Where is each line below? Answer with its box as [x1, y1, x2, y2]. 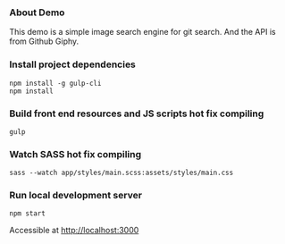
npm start [9, 209, 46, 218]
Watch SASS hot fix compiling [9, 147, 142, 160]
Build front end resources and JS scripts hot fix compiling [9, 107, 264, 120]
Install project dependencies [9, 58, 137, 71]
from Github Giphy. [9, 36, 80, 46]
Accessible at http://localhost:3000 [9, 225, 139, 236]
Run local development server [9, 189, 143, 202]
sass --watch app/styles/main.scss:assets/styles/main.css [9, 168, 234, 178]
